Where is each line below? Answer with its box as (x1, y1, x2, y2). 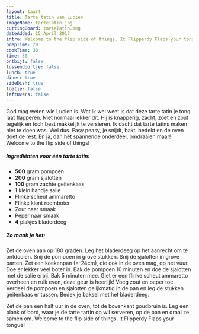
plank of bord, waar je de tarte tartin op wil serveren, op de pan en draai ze (6, 308, 190, 316)
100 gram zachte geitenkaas (14, 180, 85, 187)
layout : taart (6, 8, 41, 15)
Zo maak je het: (6, 232, 46, 239)
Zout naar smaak (14, 205, 56, 212)
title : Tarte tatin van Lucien (6, 14, 84, 20)
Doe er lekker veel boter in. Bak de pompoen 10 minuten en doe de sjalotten (6, 265, 191, 273)
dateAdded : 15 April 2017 (6, 31, 70, 37)
